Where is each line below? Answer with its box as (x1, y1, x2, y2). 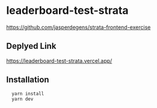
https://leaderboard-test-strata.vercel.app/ (6, 57, 112, 64)
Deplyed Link (6, 41, 57, 51)
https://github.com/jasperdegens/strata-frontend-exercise (6, 24, 151, 31)
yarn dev (11, 96, 34, 103)
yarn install (11, 91, 45, 97)
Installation (6, 75, 49, 85)
